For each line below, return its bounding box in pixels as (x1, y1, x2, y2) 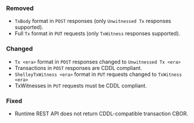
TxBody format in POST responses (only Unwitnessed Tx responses (14, 18, 172, 25)
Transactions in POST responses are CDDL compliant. (14, 64, 142, 71)
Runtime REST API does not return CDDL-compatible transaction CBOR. (14, 110, 188, 117)
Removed (6, 4, 34, 12)
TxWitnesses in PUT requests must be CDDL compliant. (14, 82, 147, 89)
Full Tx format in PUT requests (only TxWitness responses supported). (14, 30, 180, 37)
